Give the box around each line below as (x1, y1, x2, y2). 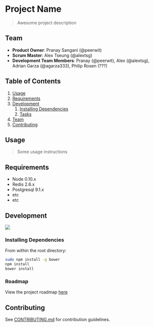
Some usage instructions (17, 149, 68, 155)
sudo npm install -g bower (5, 257, 60, 262)
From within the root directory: (5, 248, 67, 254)
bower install (5, 266, 34, 271)
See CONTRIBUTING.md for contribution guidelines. (5, 317, 110, 323)
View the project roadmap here (5, 289, 68, 295)
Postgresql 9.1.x (12, 187, 44, 193)
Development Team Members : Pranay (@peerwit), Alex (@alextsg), (12, 58, 150, 64)
